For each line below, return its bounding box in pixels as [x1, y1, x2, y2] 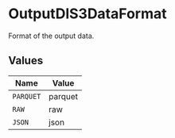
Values [8, 54, 44, 67]
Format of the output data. [8, 31, 95, 40]
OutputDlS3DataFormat [8, 5, 167, 23]
